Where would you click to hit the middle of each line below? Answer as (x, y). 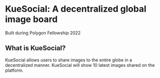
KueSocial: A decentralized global (76, 9)
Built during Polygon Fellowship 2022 (43, 33)
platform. (14, 70)
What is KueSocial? (35, 48)
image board (32, 19)
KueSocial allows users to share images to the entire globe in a (69, 60)
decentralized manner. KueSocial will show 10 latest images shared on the (80, 65)
